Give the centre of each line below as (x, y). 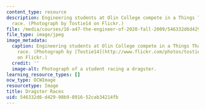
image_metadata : (27, 40)
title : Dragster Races (35, 92)
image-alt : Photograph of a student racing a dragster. (84, 69)
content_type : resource (37, 12)
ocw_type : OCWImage (31, 80)
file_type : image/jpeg (35, 35)
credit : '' (26, 63)
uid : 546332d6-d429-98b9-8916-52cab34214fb (63, 97)
